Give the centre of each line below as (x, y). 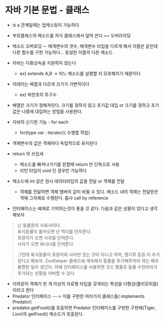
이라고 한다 (23, 290)
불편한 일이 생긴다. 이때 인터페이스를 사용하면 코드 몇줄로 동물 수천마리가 (87, 267)
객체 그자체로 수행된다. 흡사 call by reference (64, 198)
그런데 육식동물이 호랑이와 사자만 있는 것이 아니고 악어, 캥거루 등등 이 (84, 254)
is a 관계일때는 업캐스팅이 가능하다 (46, 25)
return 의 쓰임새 (28, 154)
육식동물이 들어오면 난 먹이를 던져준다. (54, 231)
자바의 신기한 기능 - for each (40, 122)
